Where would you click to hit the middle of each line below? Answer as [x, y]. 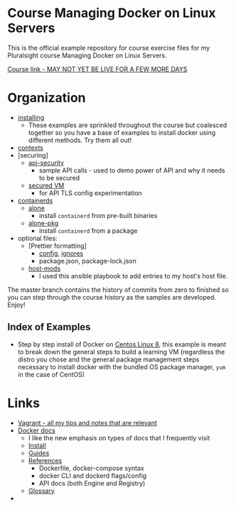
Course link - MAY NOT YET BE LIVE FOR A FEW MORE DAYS [97, 69]
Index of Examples [49, 327]
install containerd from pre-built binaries [98, 215]
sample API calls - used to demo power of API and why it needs [132, 170]
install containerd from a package [88, 230]
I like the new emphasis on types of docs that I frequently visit [119, 437]
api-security [46, 163]
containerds [35, 200]
